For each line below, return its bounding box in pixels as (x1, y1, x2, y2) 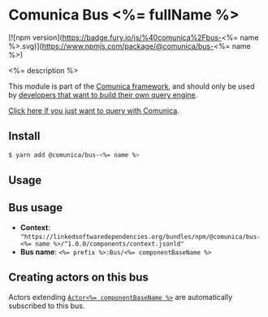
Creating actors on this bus (8, 271, 149, 284)
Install (8, 129, 41, 143)
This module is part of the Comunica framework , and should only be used (8, 81, 255, 91)
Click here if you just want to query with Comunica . (8, 106, 180, 115)
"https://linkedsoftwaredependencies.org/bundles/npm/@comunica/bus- (19, 232, 262, 241)
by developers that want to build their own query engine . (8, 89, 198, 99)
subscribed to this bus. (8, 301, 85, 310)
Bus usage (8, 201, 63, 215)
